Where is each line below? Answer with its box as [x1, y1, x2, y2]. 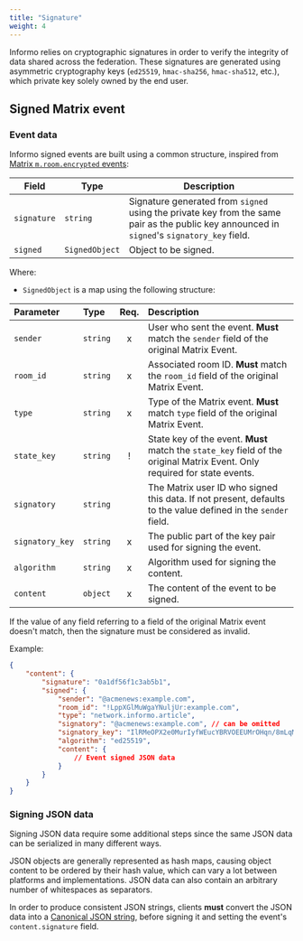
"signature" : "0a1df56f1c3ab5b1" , [41, 677, 171, 686]
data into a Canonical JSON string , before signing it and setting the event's [9, 911, 287, 922]
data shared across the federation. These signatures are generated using [9, 56, 281, 67]
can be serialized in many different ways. [9, 838, 162, 849]
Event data [9, 128, 58, 141]
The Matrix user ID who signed [147, 481, 278, 494]
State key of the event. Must [147, 433, 268, 445]
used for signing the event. [147, 541, 262, 554]
